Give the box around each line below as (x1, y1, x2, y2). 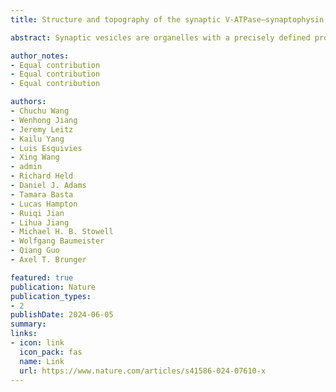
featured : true (10, 272, 74, 283)
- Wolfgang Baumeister (10, 236, 105, 246)
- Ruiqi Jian (10, 208, 65, 218)
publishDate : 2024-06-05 (10, 310, 114, 320)
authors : (10, 97, 47, 107)
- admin (10, 162, 43, 172)
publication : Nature (10, 282, 97, 292)
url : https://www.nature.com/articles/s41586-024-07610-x (19, 366, 267, 376)
